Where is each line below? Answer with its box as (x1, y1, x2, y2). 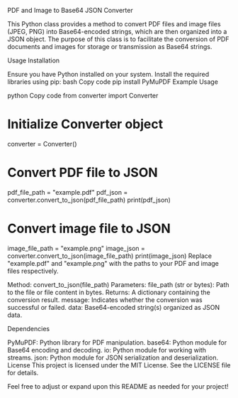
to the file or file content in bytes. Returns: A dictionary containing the (7, 288, 210, 296)
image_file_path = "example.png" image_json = (7, 244, 145, 252)
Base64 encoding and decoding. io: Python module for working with (7, 345, 207, 354)
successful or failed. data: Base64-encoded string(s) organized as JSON (7, 303, 220, 311)
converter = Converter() (7, 139, 77, 148)
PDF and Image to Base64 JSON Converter (7, 6, 133, 14)
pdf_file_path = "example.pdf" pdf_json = (7, 188, 128, 196)
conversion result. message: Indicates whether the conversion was (7, 295, 203, 304)
